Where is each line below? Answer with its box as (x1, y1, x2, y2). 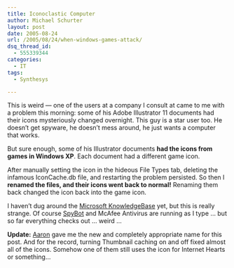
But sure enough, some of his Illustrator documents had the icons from (7, 145, 213, 153)
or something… (7, 253, 51, 261)
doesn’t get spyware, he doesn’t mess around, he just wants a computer (7, 124, 216, 132)
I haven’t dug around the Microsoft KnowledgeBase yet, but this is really (7, 202, 215, 210)
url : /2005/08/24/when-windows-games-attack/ (7, 37, 142, 44)
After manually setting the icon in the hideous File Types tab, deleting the (7, 166, 219, 174)
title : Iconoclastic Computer (7, 10, 96, 18)
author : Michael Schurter (7, 17, 83, 24)
